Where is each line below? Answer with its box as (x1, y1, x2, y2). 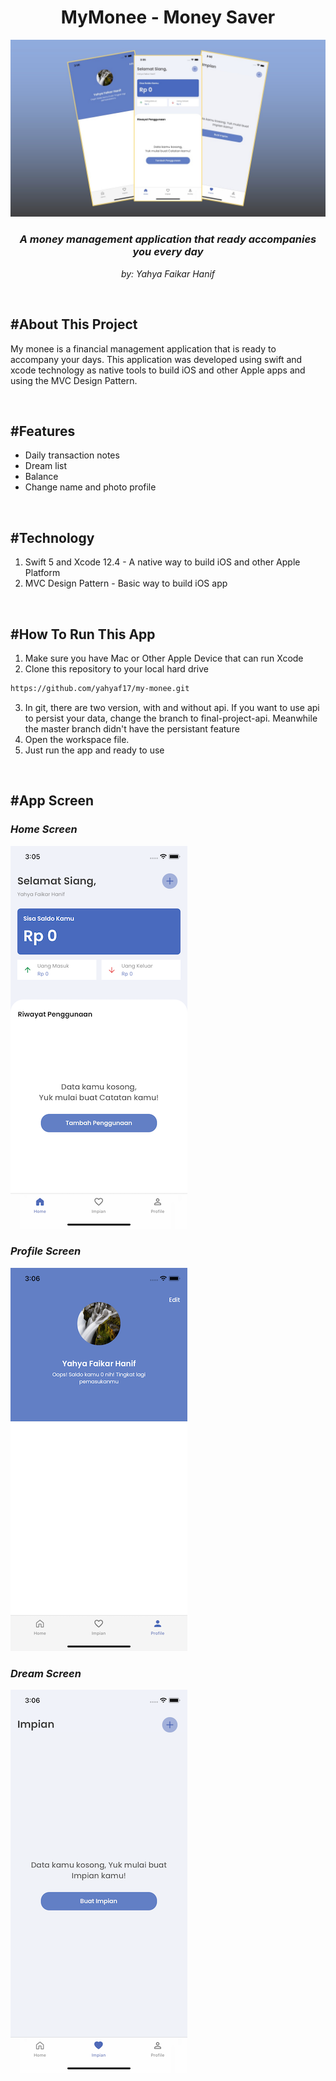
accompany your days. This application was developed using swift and (10, 353, 303, 365)
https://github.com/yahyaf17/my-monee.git (10, 683, 190, 693)
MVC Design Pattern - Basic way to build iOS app (24, 577, 228, 590)
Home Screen (10, 822, 78, 836)
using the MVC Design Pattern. (10, 374, 138, 386)
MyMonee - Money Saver (60, 6, 276, 29)
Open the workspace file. (24, 733, 130, 745)
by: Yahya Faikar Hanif (120, 267, 216, 280)
